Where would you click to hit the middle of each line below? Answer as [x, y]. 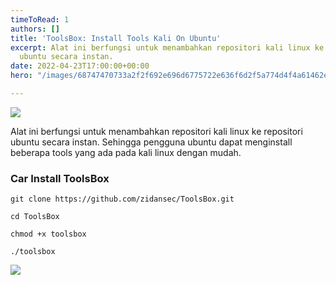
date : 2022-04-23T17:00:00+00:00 [80, 66]
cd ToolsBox [35, 217]
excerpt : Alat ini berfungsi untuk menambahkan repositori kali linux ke [167, 47]
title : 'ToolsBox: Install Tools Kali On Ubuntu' [116, 38]
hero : [21, 76]
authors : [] [35, 29]
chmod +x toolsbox [48, 234]
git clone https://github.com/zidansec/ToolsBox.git [122, 199]
